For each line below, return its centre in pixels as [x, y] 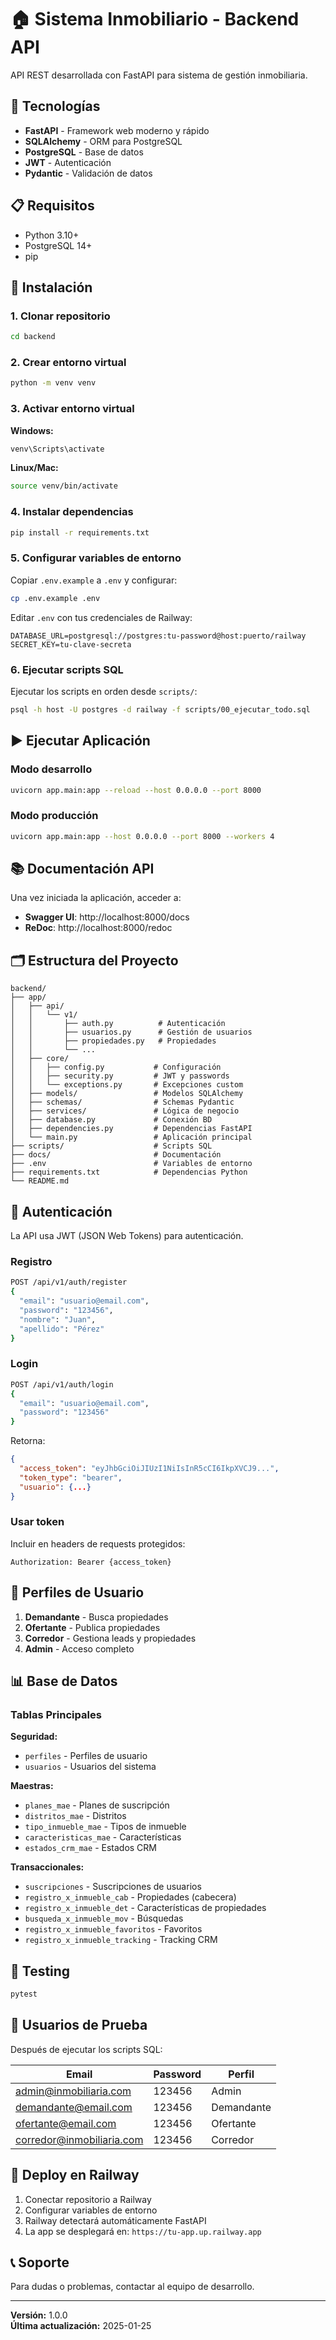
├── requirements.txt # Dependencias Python [129, 1172]
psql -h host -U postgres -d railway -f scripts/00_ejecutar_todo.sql [160, 709]
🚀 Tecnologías [55, 106]
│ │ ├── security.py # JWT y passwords [120, 1076]
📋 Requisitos [52, 206]
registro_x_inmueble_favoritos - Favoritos [113, 1929]
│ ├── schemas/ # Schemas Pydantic [122, 1102]
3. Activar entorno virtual [72, 409]
